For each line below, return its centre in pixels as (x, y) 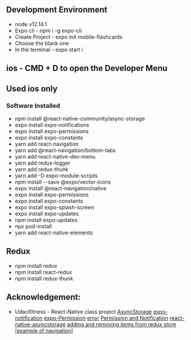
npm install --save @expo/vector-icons (63, 182)
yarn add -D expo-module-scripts (56, 175)
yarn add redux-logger (43, 163)
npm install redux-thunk (44, 278)
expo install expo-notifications (52, 125)
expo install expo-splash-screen (54, 207)
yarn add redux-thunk (42, 169)
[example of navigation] (44, 330)
